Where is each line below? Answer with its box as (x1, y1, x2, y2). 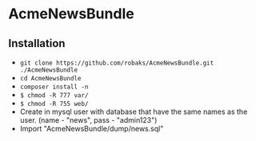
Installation (8, 37, 66, 50)
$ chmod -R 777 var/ (19, 92, 89, 100)
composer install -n (19, 83, 89, 91)
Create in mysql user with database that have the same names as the (19, 107, 248, 116)
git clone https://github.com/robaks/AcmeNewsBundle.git (19, 59, 214, 67)
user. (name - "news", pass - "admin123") (19, 116, 158, 124)
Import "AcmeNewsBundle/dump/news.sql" (19, 124, 164, 133)
